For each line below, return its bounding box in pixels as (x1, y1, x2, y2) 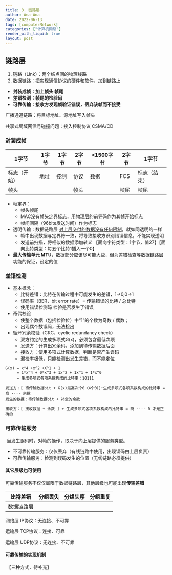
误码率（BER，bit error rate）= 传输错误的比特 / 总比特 (20, 298, 136, 304)
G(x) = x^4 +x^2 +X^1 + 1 (5, 366, 60, 371)
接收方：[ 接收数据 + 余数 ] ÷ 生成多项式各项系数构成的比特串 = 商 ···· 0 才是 (5, 406, 160, 412)
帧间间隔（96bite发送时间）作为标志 (20, 220, 97, 226)
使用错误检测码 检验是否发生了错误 (20, 304, 94, 310)
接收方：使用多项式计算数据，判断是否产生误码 (20, 349, 119, 355)
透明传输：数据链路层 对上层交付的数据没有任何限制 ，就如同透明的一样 (12, 226, 162, 232)
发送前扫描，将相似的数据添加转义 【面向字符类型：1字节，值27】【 (20, 239, 161, 245)
